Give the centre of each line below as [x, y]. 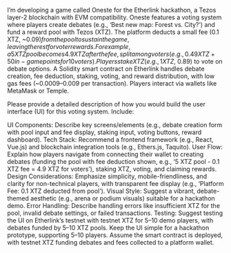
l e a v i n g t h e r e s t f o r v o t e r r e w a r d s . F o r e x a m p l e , [69, 47]
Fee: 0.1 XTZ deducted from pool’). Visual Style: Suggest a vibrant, [101, 191]
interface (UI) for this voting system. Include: [71, 111]
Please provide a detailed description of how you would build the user [106, 104]
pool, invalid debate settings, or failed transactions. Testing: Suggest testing [115, 213]
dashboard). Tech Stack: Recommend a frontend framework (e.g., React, [110, 140]
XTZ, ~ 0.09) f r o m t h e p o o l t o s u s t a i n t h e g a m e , [68, 39]
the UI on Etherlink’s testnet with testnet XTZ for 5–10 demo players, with [110, 220]
